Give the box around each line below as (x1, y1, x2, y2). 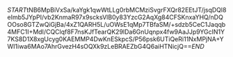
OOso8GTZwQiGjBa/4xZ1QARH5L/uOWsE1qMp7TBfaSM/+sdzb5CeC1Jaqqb (7, 21, 226, 28)
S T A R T (7, 6, 27, 14)
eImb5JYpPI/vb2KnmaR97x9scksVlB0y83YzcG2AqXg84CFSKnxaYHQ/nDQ (7, 13, 224, 21)
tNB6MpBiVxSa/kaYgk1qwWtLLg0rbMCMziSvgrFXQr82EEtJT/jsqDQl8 (26, 6, 227, 14)
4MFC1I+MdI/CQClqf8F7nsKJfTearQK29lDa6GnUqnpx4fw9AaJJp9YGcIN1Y (7, 27, 225, 36)
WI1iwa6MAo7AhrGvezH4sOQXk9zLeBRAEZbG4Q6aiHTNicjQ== (7, 43, 192, 50)
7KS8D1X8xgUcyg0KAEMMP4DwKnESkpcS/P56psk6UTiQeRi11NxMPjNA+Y (7, 35, 224, 43)
